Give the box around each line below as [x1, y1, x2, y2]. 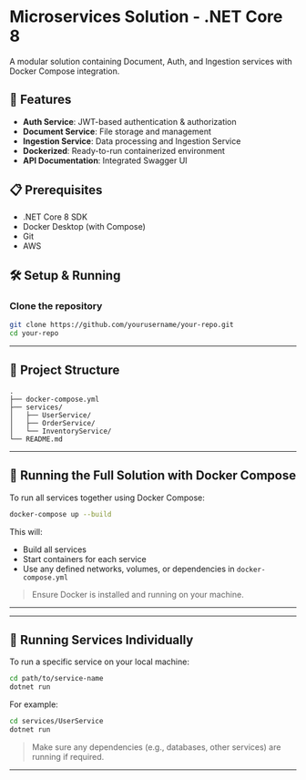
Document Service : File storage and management [22, 126, 212, 137]
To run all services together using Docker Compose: [9, 492, 205, 503]
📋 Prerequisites [9, 182, 103, 198]
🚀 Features [9, 92, 72, 108]
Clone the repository [9, 299, 103, 312]
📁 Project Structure [9, 363, 120, 378]
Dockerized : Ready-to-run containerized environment [22, 145, 226, 156]
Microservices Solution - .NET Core [9, 6, 283, 27]
